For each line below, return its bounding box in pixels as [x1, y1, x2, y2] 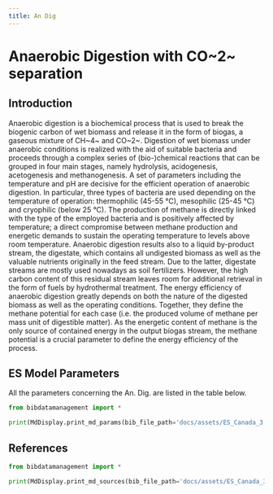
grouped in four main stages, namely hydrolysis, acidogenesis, [8, 161, 219, 171]
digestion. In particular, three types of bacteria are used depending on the [8, 187, 256, 197]
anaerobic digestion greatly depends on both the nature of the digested [8, 291, 248, 301]
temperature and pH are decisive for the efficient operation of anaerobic [8, 178, 250, 188]
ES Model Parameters [8, 367, 120, 381]
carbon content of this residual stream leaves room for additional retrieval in [8, 273, 262, 283]
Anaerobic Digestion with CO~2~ [8, 46, 236, 65]
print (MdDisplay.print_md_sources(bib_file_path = [8, 477, 180, 485]
